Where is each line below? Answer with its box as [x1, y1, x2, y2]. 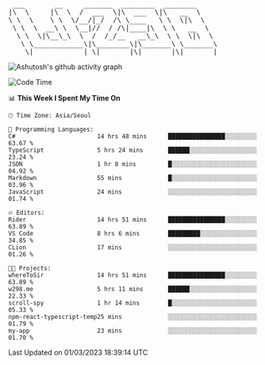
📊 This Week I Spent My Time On [8, 94, 121, 102]
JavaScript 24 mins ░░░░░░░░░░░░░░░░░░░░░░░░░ [8, 188, 258, 196]
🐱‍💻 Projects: [8, 264, 52, 272]
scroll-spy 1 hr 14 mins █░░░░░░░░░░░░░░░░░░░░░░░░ [8, 299, 258, 307]
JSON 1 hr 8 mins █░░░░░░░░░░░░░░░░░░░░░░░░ [8, 160, 258, 168]
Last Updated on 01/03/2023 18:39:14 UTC [8, 348, 148, 357]
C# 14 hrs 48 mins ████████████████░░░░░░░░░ [8, 133, 258, 140]
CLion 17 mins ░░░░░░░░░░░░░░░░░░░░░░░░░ [8, 244, 258, 252]
